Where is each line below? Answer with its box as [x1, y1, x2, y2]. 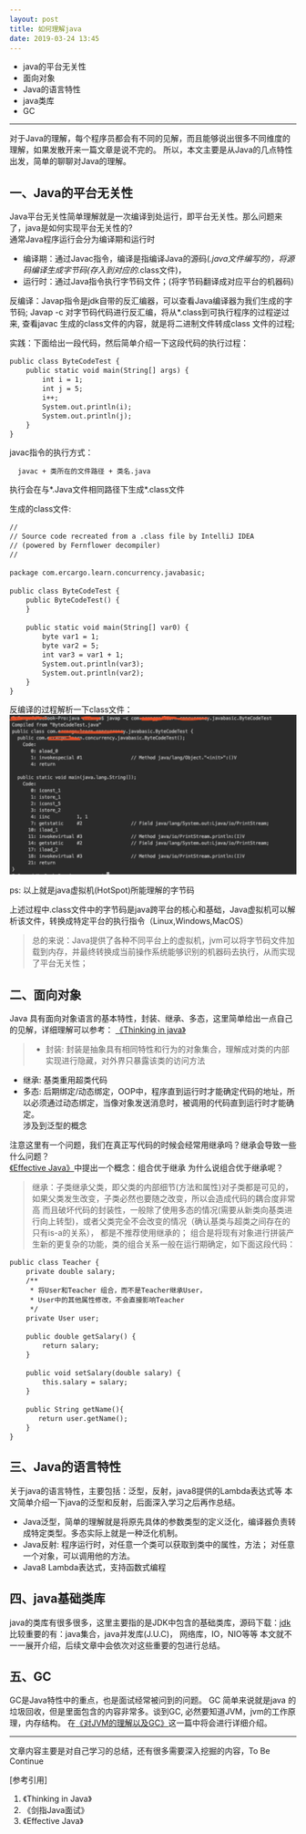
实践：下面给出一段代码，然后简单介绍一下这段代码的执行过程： [9, 337, 249, 348]
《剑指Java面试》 [22, 1805, 89, 1816]
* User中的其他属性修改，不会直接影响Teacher [29, 1296, 185, 1305]
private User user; [25, 1314, 100, 1323]
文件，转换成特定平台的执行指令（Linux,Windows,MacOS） [25, 916, 249, 927]
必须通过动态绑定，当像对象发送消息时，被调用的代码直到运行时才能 [30, 1097, 287, 1108]
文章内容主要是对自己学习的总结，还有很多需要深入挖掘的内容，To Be [9, 1746, 270, 1756]
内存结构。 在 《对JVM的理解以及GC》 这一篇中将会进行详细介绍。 [25, 1717, 272, 1728]
